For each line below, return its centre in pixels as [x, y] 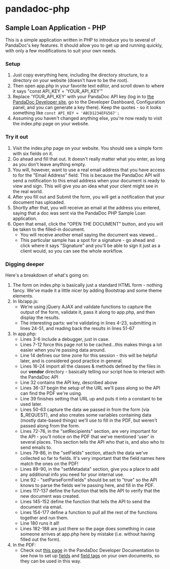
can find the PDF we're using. [51, 393]
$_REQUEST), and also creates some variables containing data [86, 415]
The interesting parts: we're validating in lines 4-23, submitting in [88, 323]
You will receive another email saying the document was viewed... [89, 234]
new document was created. [50, 496]
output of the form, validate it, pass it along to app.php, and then [88, 312]
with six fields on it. [33, 153]
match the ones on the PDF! [49, 464]
